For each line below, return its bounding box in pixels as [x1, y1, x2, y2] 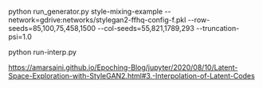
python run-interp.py [8, 48, 77, 56]
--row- [187, 15, 210, 25]
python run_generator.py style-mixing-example [8, 7, 163, 16]
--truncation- [196, 24, 240, 33]
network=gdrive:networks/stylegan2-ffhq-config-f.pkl [8, 15, 186, 25]
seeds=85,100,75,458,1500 [8, 24, 96, 33]
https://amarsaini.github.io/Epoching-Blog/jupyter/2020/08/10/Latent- [8, 63, 238, 72]
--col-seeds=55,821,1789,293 [97, 24, 195, 33]
